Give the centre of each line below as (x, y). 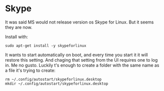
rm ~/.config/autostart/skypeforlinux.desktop (53, 79)
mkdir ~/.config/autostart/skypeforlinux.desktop (57, 84)
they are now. (19, 27)
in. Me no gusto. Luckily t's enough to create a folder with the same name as (82, 65)
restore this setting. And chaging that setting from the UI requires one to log (82, 60)
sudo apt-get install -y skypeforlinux (46, 45)
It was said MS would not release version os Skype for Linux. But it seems (80, 22)
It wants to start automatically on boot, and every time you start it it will (77, 55)
